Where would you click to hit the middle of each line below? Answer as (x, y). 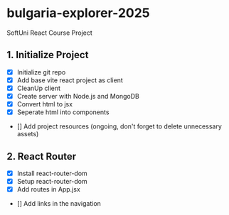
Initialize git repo (41, 72)
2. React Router (42, 156)
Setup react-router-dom (52, 181)
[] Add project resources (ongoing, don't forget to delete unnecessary (119, 126)
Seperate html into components (63, 112)
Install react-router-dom (52, 173)
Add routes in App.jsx (49, 189)
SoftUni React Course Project (50, 33)
